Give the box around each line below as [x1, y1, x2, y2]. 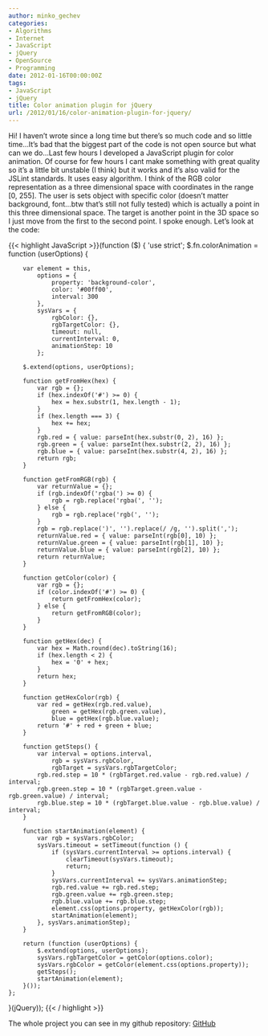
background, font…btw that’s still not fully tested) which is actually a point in [8, 199, 260, 209]
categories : [8, 19, 48, 27]
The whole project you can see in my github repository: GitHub [8, 1018, 217, 1028]
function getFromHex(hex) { [22, 377, 116, 385]
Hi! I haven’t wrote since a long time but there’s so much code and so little [8, 131, 253, 141]
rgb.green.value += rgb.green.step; [51, 891, 174, 899]
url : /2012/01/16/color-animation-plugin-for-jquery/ [8, 109, 193, 117]
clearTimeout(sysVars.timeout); [65, 855, 174, 863]
